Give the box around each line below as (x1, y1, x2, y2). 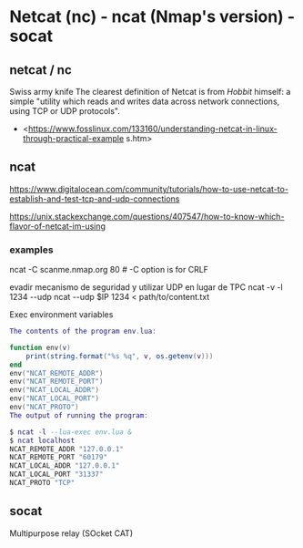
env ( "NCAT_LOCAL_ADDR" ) (9, 386, 100, 395)
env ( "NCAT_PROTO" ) (9, 403, 79, 412)
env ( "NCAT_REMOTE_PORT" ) (9, 377, 104, 387)
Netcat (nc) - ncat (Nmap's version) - (9, 6, 296, 27)
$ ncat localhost (9, 436, 76, 445)
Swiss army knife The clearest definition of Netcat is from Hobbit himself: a (9, 87, 291, 97)
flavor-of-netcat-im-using (9, 221, 106, 232)
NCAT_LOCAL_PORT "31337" (9, 470, 104, 480)
